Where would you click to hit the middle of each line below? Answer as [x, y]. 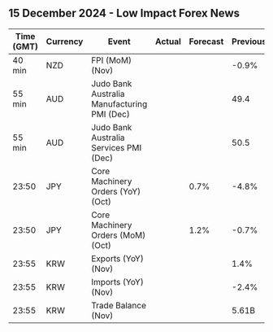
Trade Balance [118, 305]
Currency [65, 41]
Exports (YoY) [117, 258]
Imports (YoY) [117, 282]
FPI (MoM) [111, 60]
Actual [168, 41]
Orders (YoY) [116, 191]
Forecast [206, 41]
